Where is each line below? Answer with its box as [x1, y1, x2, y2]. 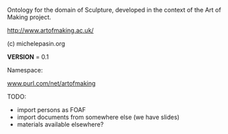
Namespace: [7, 66, 43, 74]
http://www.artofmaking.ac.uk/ [7, 27, 94, 34]
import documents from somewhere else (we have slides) [16, 113, 180, 121]
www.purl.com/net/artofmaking [7, 79, 96, 88]
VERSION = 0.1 [7, 53, 49, 61]
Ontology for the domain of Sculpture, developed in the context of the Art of [7, 6, 221, 14]
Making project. [7, 13, 51, 21]
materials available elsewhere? [16, 120, 104, 129]
